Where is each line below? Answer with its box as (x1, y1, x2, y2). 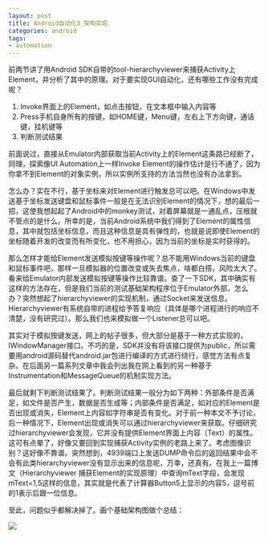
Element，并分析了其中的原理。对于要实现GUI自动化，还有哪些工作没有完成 (8, 75, 258, 84)
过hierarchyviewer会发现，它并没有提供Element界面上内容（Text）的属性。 (8, 428, 258, 438)
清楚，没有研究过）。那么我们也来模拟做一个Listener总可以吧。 (8, 314, 215, 324)
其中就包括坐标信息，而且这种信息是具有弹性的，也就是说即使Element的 (22, 226, 261, 236)
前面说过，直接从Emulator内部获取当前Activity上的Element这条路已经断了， (8, 149, 258, 159)
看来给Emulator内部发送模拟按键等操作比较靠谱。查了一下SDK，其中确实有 (8, 274, 256, 283)
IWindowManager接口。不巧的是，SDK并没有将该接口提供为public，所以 (8, 340, 249, 350)
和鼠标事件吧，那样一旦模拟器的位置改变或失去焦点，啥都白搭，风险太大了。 (8, 263, 262, 273)
